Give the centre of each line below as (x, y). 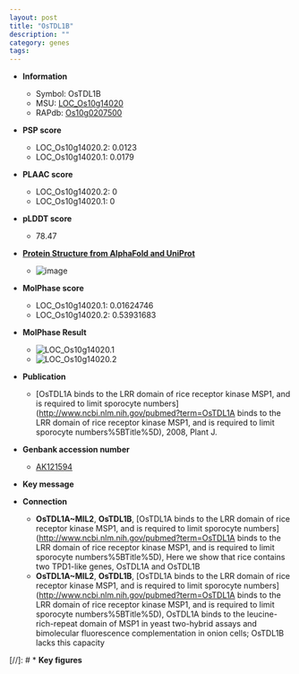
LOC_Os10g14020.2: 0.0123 (86, 148)
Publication (44, 376)
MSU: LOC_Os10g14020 (79, 103)
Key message (48, 484)
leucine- (262, 614)
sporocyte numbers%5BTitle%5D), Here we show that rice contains (160, 557)
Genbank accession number (76, 450)
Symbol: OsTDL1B (68, 94)
